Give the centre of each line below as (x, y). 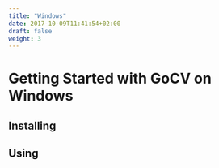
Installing (32, 125)
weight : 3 (25, 39)
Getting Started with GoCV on (110, 79)
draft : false (30, 31)
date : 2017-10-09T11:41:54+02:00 (65, 24)
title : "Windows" (38, 16)
